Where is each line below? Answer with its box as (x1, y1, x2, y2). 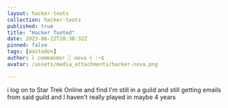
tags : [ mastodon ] (7, 49, 57, 55)
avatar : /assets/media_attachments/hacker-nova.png (7, 61, 158, 68)
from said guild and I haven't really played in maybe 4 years (7, 93, 176, 101)
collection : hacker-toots (7, 16, 81, 23)
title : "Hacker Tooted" (7, 29, 76, 36)
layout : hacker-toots (7, 10, 69, 17)
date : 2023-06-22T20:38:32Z (7, 36, 88, 42)
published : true (7, 23, 54, 29)
